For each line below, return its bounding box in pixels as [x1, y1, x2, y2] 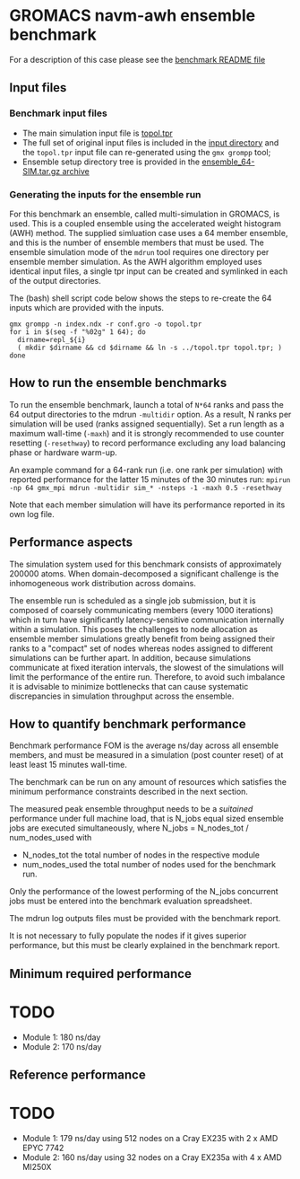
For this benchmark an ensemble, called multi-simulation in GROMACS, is [9, 208, 280, 219]
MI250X [21, 1162, 52, 1173]
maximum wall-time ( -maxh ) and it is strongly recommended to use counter [9, 427, 285, 438]
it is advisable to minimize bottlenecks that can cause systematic [9, 681, 249, 691]
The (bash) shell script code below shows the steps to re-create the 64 [9, 293, 272, 304]
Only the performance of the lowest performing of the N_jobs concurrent [9, 886, 279, 897]
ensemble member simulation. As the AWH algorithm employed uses [9, 256, 262, 267]
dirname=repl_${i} [17, 335, 87, 344]
